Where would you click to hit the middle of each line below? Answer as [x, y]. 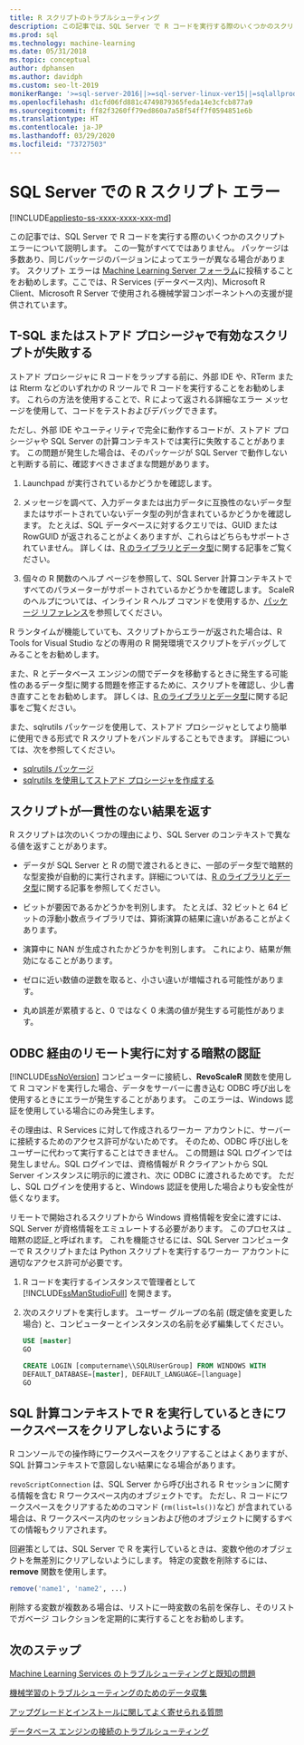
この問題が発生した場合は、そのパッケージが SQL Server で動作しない [157, 452]
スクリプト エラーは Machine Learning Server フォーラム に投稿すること [160, 270]
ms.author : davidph [46, 77]
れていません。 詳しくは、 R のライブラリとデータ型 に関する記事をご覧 [154, 547]
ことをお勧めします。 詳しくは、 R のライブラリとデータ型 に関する [157, 696]
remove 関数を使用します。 [60, 1572]
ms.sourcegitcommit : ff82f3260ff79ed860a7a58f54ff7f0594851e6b [131, 111]
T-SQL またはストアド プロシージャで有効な [131, 336]
